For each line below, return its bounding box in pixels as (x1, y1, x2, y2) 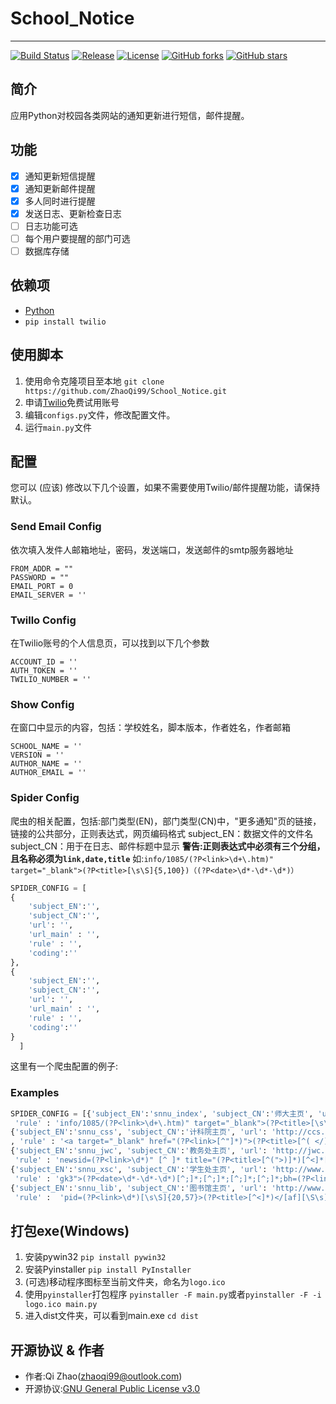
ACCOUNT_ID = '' (10, 657, 78, 667)
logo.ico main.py (24, 1300, 98, 1310)
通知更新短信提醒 (24, 170, 96, 182)
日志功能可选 (24, 220, 78, 232)
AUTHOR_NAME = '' (10, 759, 83, 769)
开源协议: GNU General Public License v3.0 (24, 1383, 201, 1395)
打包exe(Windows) (10, 1222, 130, 1239)
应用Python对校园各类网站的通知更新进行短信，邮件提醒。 (10, 109, 250, 121)
